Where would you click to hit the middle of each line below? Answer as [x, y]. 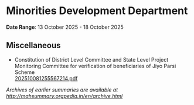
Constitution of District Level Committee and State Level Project [91, 59]
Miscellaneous [33, 45]
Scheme [25, 72]
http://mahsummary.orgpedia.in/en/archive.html [64, 96]
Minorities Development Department [97, 11]
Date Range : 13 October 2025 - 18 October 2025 [65, 27]
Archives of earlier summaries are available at [62, 90]
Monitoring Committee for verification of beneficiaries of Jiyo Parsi [95, 66]
